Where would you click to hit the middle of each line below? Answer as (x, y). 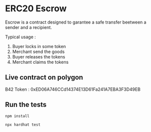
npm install (17, 116)
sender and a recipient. (29, 27)
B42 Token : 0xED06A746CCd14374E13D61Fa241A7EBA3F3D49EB (73, 89)
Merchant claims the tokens (40, 62)
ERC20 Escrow (36, 9)
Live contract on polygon (44, 77)
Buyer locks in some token (39, 46)
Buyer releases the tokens (39, 56)
